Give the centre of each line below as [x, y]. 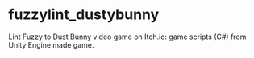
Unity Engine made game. [51, 44]
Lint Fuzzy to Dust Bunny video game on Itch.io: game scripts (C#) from [127, 37]
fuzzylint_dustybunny [84, 15]
